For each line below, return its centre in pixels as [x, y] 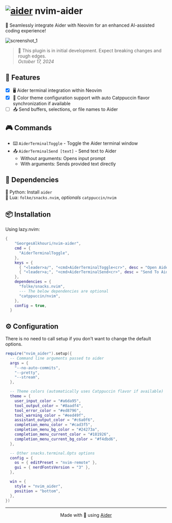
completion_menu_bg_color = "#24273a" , [57, 430]
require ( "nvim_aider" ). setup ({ [39, 354]
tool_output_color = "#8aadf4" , [49, 405]
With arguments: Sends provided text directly [68, 164]
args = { [19, 363]
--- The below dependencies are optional [64, 291]
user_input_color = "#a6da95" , [48, 401]
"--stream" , [27, 377]
